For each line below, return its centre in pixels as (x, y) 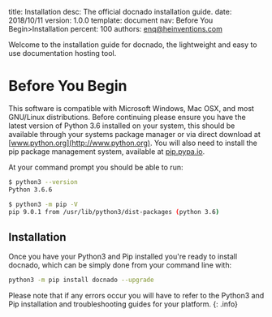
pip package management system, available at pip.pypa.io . (107, 151)
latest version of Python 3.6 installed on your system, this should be (122, 126)
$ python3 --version (43, 182)
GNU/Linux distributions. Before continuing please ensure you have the (127, 117)
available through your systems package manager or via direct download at (135, 134)
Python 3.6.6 (30, 190)
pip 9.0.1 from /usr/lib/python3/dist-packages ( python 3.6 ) (114, 212)
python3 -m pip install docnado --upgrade (81, 280)
